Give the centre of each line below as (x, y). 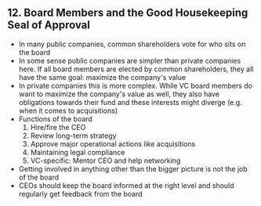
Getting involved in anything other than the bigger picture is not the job (133, 168)
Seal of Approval (49, 25)
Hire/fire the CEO (58, 127)
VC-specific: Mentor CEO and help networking (105, 161)
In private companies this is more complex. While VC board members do (135, 85)
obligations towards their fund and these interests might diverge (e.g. (130, 102)
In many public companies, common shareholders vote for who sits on (132, 44)
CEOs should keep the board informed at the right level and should (126, 185)
